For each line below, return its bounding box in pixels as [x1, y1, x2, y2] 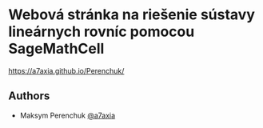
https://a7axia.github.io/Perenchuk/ [8, 66, 125, 75]
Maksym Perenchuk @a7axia [19, 110, 116, 120]
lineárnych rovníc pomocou [8, 22, 195, 41]
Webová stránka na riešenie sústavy [8, 6, 256, 24]
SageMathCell [8, 40, 105, 58]
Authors [8, 90, 50, 103]
